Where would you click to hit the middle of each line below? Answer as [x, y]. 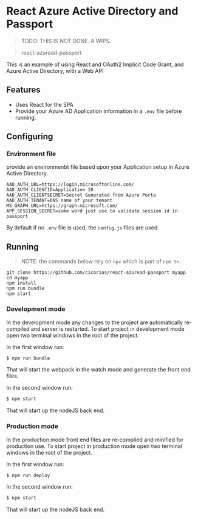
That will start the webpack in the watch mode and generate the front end [98, 370]
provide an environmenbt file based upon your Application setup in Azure [98, 167]
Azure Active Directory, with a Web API [55, 70]
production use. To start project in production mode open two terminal [94, 446]
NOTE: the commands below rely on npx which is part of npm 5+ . [101, 262]
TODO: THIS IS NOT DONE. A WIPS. [66, 41]
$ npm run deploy [28, 475]
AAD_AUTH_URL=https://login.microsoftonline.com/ [70, 185]
